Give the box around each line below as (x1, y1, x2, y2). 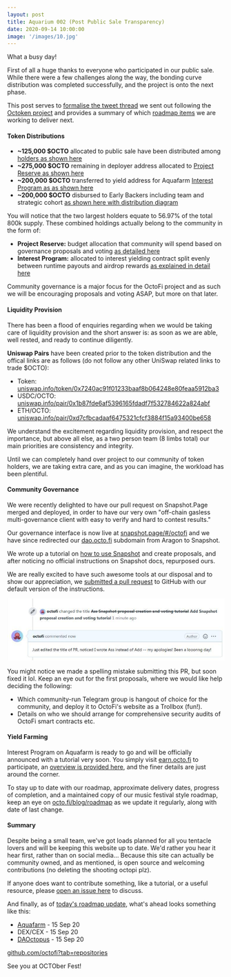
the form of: (7, 226, 41, 234)
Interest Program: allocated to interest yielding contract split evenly (17, 254, 210, 263)
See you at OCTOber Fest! (7, 962, 81, 970)
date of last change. (7, 805, 64, 814)
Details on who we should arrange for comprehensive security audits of (17, 709, 221, 718)
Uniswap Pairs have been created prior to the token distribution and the (7, 349, 212, 357)
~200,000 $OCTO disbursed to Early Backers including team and (17, 191, 205, 199)
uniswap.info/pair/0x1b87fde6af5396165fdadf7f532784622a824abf (17, 399, 210, 407)
